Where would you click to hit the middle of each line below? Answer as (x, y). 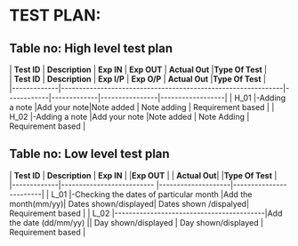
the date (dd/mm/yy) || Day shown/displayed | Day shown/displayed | (137, 222)
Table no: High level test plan (91, 48)
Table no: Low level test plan (90, 154)
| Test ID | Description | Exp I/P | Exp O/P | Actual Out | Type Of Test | (138, 79)
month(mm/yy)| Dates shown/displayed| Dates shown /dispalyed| (129, 203)
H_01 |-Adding (260, 98)
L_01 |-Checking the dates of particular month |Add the (152, 194)
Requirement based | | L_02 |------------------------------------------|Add (146, 213)
